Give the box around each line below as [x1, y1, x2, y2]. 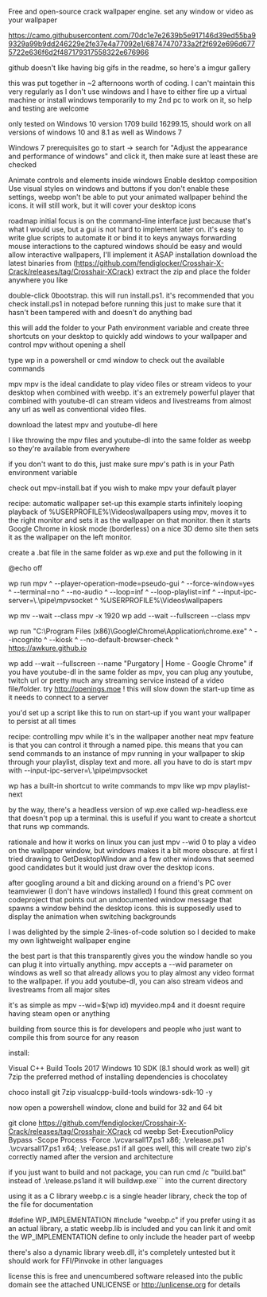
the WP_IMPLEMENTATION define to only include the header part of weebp [8, 1233, 256, 1241]
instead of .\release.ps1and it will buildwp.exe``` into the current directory [8, 1176, 248, 1185]
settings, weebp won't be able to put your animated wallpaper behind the [8, 193, 248, 201]
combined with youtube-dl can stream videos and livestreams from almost [8, 396, 252, 405]
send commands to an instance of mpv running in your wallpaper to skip [8, 749, 245, 758]
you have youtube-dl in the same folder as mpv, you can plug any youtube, [8, 668, 253, 676]
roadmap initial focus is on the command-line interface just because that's [8, 216, 252, 225]
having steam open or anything [8, 1009, 110, 1018]
